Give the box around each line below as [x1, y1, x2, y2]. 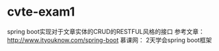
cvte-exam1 [7, 4, 75, 20]
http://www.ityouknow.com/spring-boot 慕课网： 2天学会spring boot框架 [7, 35, 212, 44]
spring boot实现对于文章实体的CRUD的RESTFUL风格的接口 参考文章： [7, 27, 205, 35]
